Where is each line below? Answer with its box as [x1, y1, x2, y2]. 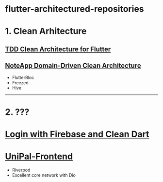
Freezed [12, 79, 29, 86]
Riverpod [12, 167, 31, 173]
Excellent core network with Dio [12, 172, 76, 178]
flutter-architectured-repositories [5, 3, 144, 15]
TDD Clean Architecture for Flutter [5, 45, 111, 53]
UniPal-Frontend [5, 151, 73, 162]
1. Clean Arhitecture [5, 26, 87, 37]
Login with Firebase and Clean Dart [5, 128, 149, 140]
